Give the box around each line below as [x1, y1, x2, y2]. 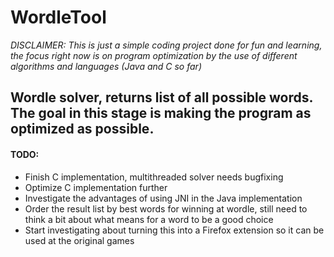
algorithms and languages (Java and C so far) [10, 60, 202, 72]
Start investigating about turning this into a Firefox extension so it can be [24, 224, 325, 236]
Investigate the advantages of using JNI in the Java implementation [24, 192, 303, 204]
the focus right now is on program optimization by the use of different [10, 49, 298, 61]
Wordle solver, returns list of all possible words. [10, 89, 313, 106]
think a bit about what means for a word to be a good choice [24, 213, 274, 225]
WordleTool [10, 6, 107, 29]
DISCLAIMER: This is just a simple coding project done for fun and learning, [10, 39, 323, 51]
